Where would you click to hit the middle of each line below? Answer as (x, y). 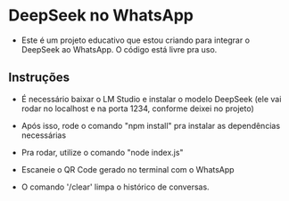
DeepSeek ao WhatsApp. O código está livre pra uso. (119, 49)
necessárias (44, 135)
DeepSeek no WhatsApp (101, 16)
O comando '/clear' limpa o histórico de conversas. (116, 187)
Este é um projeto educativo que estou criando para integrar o (136, 40)
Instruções (39, 78)
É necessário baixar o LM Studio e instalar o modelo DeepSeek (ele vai (151, 99)
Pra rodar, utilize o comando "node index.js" (102, 152)
